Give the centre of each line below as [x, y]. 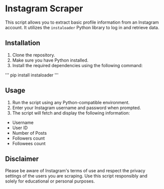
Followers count [29, 138]
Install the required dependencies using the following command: [77, 65]
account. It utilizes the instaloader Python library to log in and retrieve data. [82, 27]
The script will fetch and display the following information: [71, 113]
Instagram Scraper [44, 9]
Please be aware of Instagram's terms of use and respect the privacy [75, 171]
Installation [23, 43]
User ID [20, 128]
